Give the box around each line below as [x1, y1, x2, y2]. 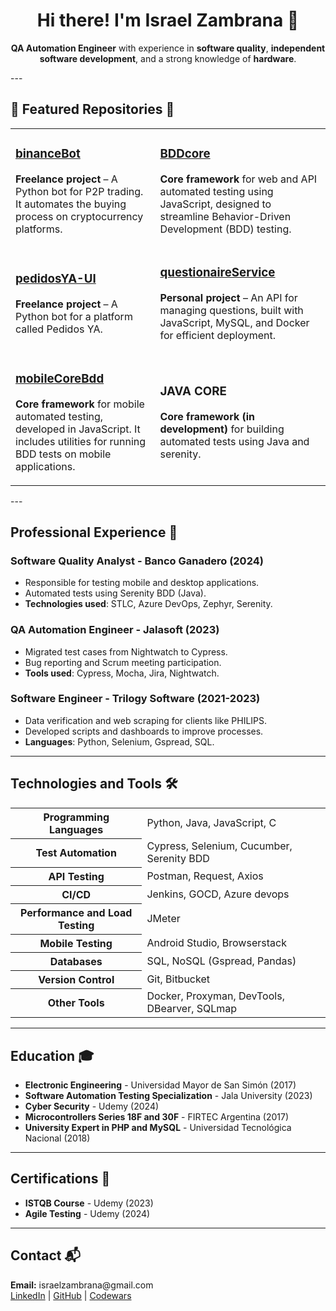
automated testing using [159, 184, 274, 198]
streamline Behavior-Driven [159, 209, 292, 223]
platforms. [15, 222, 63, 236]
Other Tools [47, 996, 105, 1010]
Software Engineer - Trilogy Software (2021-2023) [10, 692, 261, 706]
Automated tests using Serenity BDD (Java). [24, 587, 207, 599]
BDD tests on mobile [15, 447, 112, 461]
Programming [43, 810, 110, 824]
